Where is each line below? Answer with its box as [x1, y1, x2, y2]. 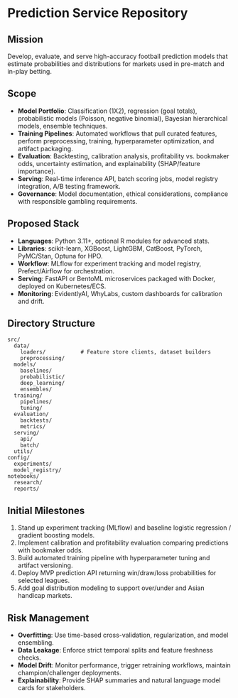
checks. [17, 653, 41, 662]
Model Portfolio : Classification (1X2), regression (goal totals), [17, 107, 198, 115]
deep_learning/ [20, 380, 65, 387]
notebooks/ [7, 473, 40, 480]
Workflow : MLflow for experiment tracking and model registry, [17, 259, 202, 268]
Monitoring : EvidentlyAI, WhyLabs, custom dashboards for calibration [17, 289, 222, 298]
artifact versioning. [17, 561, 73, 569]
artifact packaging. [17, 144, 73, 153]
